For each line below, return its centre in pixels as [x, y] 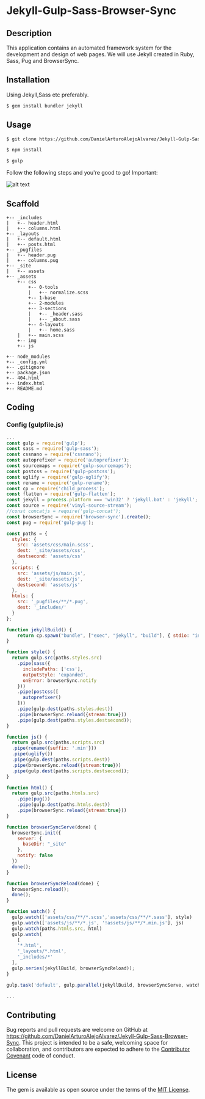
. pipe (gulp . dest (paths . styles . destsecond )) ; [75, 720]
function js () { [27, 737]
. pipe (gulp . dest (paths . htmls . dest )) [64, 805]
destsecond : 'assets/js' [49, 585]
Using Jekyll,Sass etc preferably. [48, 95]
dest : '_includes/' [42, 608]
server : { [30, 838]
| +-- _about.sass [54, 319]
